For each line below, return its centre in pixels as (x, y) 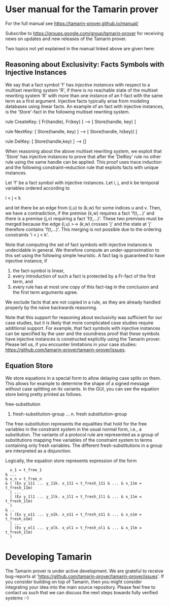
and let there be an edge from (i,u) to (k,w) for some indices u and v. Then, (83, 207)
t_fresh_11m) (19, 488)
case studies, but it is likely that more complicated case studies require (79, 323)
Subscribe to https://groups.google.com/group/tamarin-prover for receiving (84, 33)
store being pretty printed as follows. (44, 394)
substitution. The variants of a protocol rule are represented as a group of (82, 434)
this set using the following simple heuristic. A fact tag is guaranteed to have (85, 255)
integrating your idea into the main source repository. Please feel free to (80, 587)
